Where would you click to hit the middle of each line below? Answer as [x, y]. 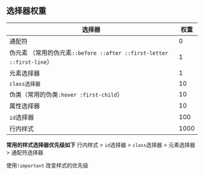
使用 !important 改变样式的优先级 [47, 165]
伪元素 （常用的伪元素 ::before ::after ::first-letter [89, 52]
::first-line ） [31, 61]
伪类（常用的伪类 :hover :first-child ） [66, 94]
